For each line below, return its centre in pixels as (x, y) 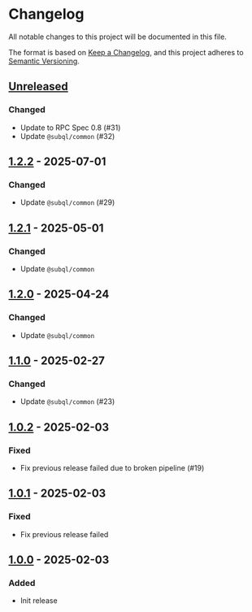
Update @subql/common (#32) (67, 136)
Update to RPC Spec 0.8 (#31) (70, 128)
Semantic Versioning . (44, 61)
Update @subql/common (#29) (67, 202)
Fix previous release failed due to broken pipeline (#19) (112, 468)
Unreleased (39, 87)
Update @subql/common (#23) (67, 401)
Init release (39, 601)
